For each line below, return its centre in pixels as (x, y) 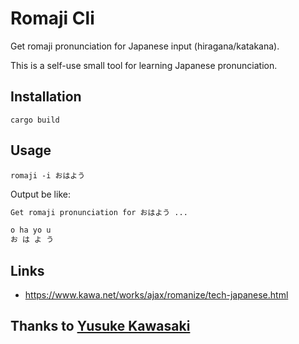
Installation (46, 97)
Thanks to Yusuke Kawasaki (100, 326)
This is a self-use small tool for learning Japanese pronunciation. (144, 65)
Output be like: (40, 194)
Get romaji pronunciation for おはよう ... (99, 212)
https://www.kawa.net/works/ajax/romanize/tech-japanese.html (156, 295)
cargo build (35, 120)
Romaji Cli (52, 18)
